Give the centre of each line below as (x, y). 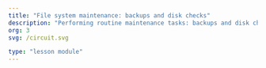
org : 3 (19, 30)
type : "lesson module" (46, 52)
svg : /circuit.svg (38, 38)
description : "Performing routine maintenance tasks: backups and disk (129, 23)
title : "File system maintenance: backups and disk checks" (110, 15)
